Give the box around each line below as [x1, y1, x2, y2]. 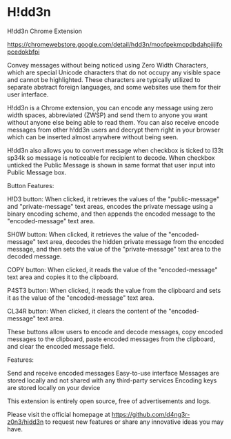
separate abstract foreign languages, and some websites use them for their [7, 83, 221, 91]
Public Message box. [7, 168, 67, 176]
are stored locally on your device [7, 383, 101, 391]
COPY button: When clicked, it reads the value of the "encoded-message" [7, 265, 219, 274]
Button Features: [7, 181, 54, 190]
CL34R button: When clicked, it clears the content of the [7, 307, 168, 315]
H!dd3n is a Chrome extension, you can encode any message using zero [7, 103, 214, 112]
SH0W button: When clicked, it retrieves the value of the [7, 230, 168, 238]
